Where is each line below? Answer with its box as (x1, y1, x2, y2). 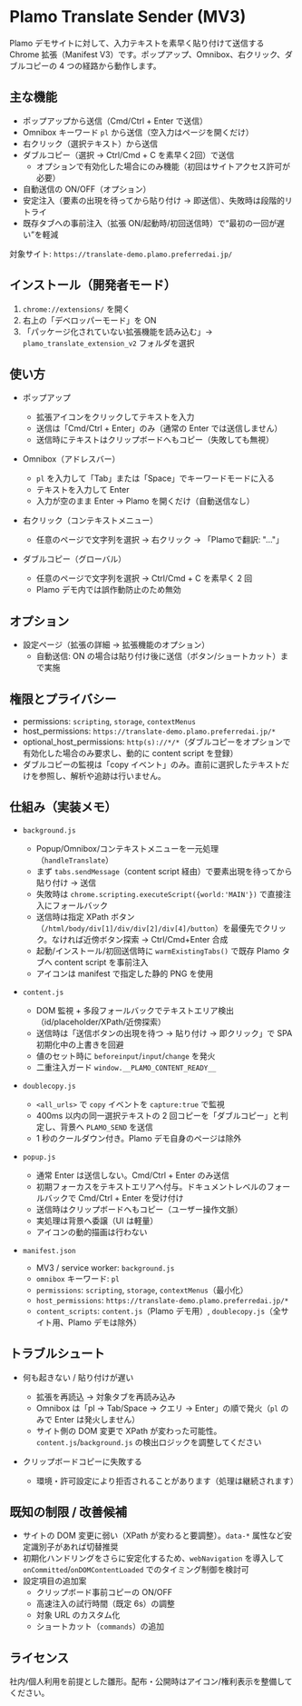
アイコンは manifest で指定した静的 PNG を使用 (35, 968, 214, 979)
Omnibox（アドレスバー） (22, 454, 121, 464)
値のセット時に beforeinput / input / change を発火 (35, 1050, 216, 1061)
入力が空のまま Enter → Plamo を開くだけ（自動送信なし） (35, 495, 256, 506)
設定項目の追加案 (22, 1575, 87, 1587)
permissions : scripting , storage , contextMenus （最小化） (35, 1284, 248, 1295)
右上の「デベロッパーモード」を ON (22, 314, 157, 325)
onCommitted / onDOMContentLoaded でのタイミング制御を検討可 (22, 1564, 249, 1575)
